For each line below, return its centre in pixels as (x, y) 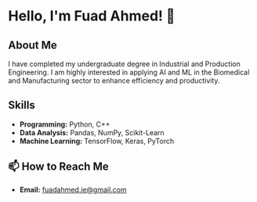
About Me (33, 45)
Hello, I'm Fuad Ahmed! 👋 (92, 16)
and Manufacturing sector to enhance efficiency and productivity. (114, 81)
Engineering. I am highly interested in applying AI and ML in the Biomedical (129, 72)
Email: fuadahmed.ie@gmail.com (73, 189)
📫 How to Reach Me (58, 167)
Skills (22, 105)
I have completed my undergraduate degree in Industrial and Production (124, 64)
